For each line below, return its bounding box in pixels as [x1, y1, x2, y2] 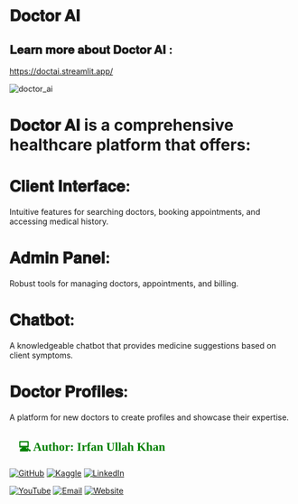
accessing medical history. [9, 216, 109, 227]
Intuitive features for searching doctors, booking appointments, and [9, 207, 261, 218]
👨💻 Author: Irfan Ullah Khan [9, 440, 165, 454]
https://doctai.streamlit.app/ [9, 66, 114, 77]
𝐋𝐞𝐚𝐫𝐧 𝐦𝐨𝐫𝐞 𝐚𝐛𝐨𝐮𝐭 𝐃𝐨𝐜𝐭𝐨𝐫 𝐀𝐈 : [9, 42, 173, 57]
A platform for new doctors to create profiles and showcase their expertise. [9, 412, 289, 423]
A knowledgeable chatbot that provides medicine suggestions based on [9, 341, 277, 350]
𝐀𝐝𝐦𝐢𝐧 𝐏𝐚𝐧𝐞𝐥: [9, 247, 111, 268]
